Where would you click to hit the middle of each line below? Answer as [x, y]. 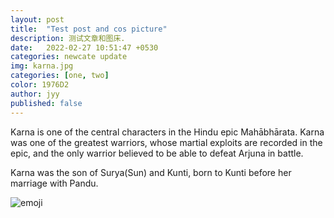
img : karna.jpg [42, 66]
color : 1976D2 [40, 85]
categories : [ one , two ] [60, 76]
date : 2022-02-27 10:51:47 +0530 [84, 47]
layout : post [37, 19]
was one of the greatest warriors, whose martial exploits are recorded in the [166, 142]
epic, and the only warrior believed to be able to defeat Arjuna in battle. [157, 153]
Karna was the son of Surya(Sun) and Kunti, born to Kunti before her [151, 172]
